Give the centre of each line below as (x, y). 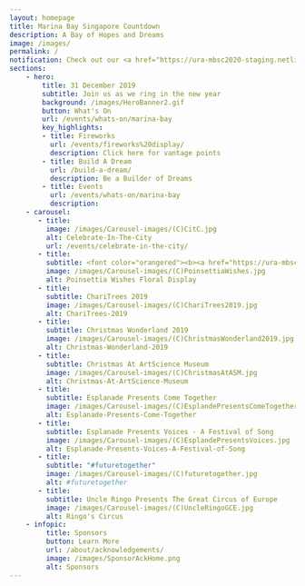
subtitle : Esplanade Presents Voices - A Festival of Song (160, 432)
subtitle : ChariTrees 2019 (97, 296)
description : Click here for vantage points (135, 153)
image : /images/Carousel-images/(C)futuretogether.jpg (152, 474)
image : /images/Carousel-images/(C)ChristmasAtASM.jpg (152, 372)
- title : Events (73, 187)
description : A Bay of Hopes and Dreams (87, 35)
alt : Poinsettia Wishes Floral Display (121, 280)
